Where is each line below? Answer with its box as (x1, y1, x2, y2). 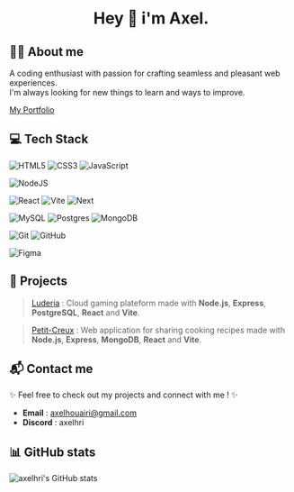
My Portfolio (9, 105, 55, 115)
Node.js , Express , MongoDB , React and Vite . (31, 333, 202, 345)
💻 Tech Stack (9, 132, 89, 147)
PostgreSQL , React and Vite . (31, 306, 140, 318)
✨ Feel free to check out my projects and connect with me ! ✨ (9, 389, 238, 400)
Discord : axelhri (22, 417, 85, 428)
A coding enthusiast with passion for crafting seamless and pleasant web (9, 68, 281, 78)
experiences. (9, 77, 58, 88)
